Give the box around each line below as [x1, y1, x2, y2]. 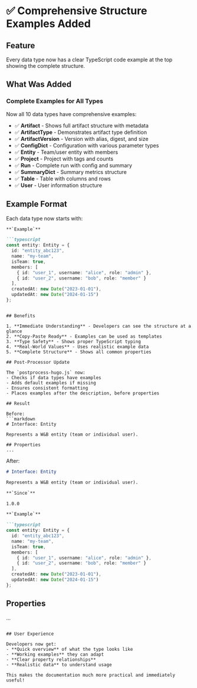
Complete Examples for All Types [6, 97, 104, 106]
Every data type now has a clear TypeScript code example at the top [6, 56, 173, 63]
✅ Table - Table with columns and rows [14, 175, 111, 182]
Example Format [6, 199, 68, 209]
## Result [6, 400, 31, 406]
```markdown [6, 416, 35, 422]
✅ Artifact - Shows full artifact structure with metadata [14, 122, 149, 129]
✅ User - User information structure [14, 182, 102, 189]
